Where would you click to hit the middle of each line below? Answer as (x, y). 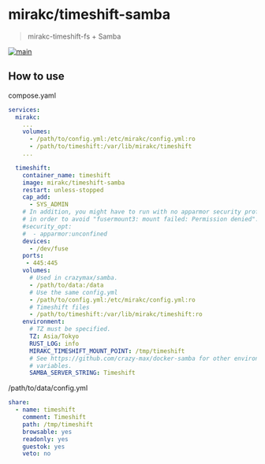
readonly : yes (45, 439)
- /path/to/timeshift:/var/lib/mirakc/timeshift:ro (116, 314)
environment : (44, 322)
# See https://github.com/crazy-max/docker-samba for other (130, 358)
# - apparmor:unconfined (65, 234)
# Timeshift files (59, 307)
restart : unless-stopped (63, 190)
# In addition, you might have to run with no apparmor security (132, 212)
